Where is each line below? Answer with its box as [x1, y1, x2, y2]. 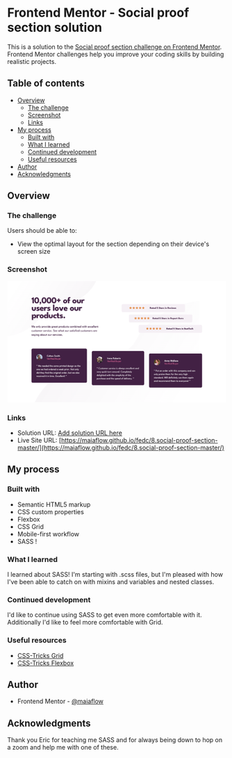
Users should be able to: [7, 226, 78, 235]
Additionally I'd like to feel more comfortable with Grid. [7, 618, 163, 627]
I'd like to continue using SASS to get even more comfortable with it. [7, 611, 203, 619]
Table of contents [7, 78, 85, 90]
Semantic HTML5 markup [17, 500, 91, 509]
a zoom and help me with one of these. [7, 743, 119, 752]
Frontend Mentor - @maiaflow [17, 697, 104, 706]
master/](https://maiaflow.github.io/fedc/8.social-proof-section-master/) [17, 443, 224, 452]
